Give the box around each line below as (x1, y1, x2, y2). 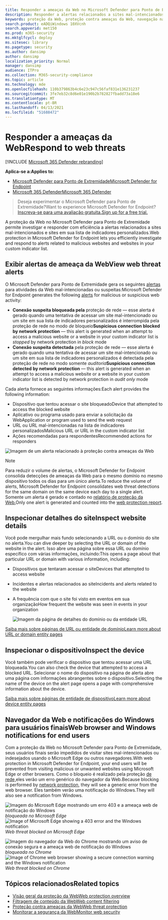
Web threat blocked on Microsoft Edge (5, 829, 85, 835)
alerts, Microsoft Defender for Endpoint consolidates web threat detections (5, 483, 159, 489)
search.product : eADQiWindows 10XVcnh (5, 21, 86, 27)
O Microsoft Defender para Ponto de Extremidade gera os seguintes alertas (5, 281, 161, 287)
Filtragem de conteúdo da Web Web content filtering (12, 898, 119, 904)
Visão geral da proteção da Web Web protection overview (12, 893, 130, 899)
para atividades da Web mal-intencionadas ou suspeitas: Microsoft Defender (5, 286, 162, 292)
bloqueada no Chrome (5, 849, 51, 855)
